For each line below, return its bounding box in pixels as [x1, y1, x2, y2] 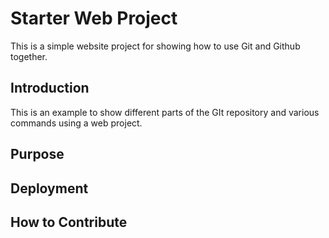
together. [10, 50, 48, 62]
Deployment [10, 180, 89, 197]
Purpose [10, 146, 65, 163]
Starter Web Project [10, 7, 178, 30]
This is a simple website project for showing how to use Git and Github [10, 40, 301, 52]
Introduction [10, 80, 90, 97]
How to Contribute [10, 213, 128, 231]
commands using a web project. [10, 117, 143, 129]
